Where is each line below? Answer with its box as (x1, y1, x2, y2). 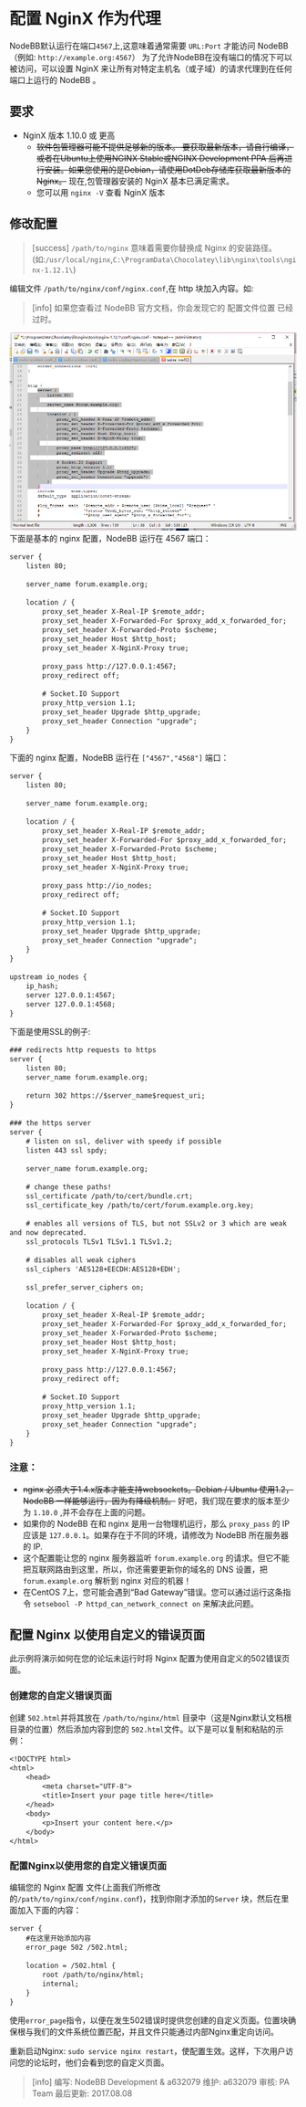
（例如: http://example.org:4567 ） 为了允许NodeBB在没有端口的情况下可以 (9, 51, 293, 62)
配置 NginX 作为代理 (9, 8, 161, 29)
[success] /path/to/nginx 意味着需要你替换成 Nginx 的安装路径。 (31, 242, 278, 253)
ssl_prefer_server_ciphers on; (25, 1283, 145, 1292)
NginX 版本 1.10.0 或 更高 (22, 130, 116, 141)
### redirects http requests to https (9, 1046, 157, 1055)
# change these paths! (25, 1183, 112, 1192)
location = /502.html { (25, 1961, 117, 1971)
